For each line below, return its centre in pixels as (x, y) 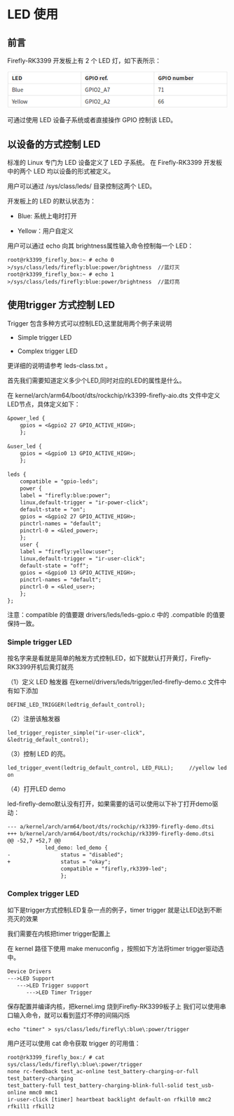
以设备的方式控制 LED (54, 144)
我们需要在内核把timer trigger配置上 (59, 934)
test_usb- (200, 1085)
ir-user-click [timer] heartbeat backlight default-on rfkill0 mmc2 (109, 1099)
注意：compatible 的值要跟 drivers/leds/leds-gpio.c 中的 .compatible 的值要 (116, 614)
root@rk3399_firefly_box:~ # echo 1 (61, 274)
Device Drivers (29, 971)
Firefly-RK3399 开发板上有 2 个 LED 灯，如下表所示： (84, 61)
